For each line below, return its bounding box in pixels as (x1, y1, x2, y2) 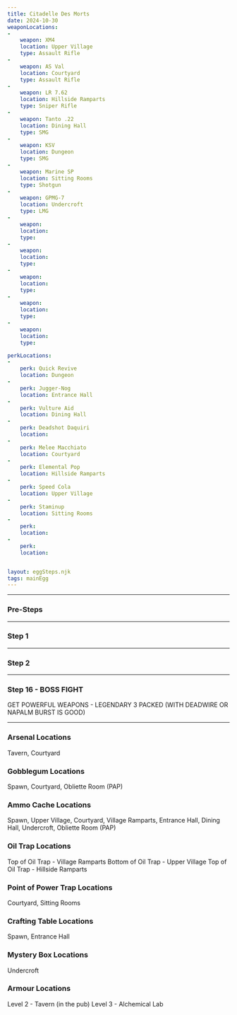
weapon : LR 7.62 (20, 89, 68, 96)
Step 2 (7, 658, 30, 668)
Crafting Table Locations (7, 916, 94, 926)
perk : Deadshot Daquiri (20, 424, 90, 431)
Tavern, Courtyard (7, 748, 61, 757)
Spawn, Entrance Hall (7, 932, 71, 941)
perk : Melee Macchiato (20, 443, 87, 451)
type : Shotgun (20, 181, 61, 188)
